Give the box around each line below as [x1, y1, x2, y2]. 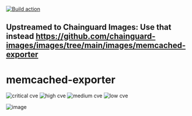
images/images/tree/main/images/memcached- [6, 41, 186, 51]
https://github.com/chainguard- [36, 31, 156, 41]
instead [6, 31, 34, 41]
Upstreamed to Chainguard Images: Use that [6, 22, 172, 32]
